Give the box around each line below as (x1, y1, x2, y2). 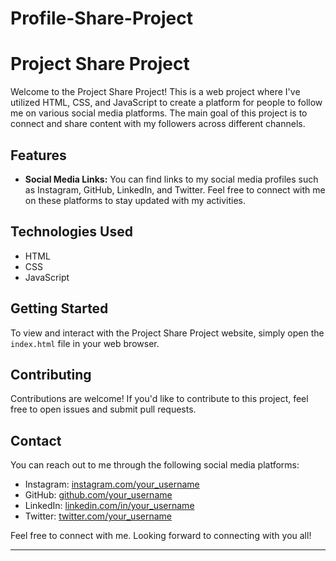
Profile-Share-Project (10, 7, 193, 30)
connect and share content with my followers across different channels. (10, 118, 306, 130)
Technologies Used (10, 223, 133, 241)
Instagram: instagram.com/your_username (24, 478, 200, 491)
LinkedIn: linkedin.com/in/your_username (24, 500, 195, 512)
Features (10, 147, 67, 164)
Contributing (10, 366, 92, 383)
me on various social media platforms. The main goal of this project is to (10, 107, 308, 119)
